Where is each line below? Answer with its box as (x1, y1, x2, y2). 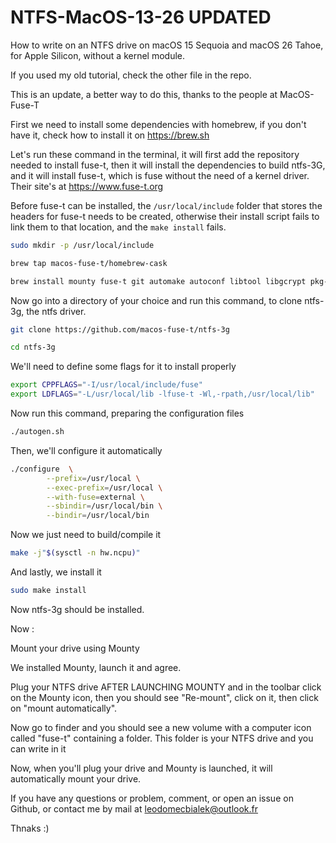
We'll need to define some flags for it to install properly (10, 361, 237, 373)
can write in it (10, 742, 67, 755)
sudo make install (10, 586, 87, 596)
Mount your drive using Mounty (10, 642, 140, 654)
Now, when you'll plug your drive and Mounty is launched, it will (10, 762, 273, 774)
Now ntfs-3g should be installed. (10, 603, 145, 615)
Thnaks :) (10, 822, 50, 834)
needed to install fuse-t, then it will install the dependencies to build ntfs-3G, (10, 159, 326, 171)
